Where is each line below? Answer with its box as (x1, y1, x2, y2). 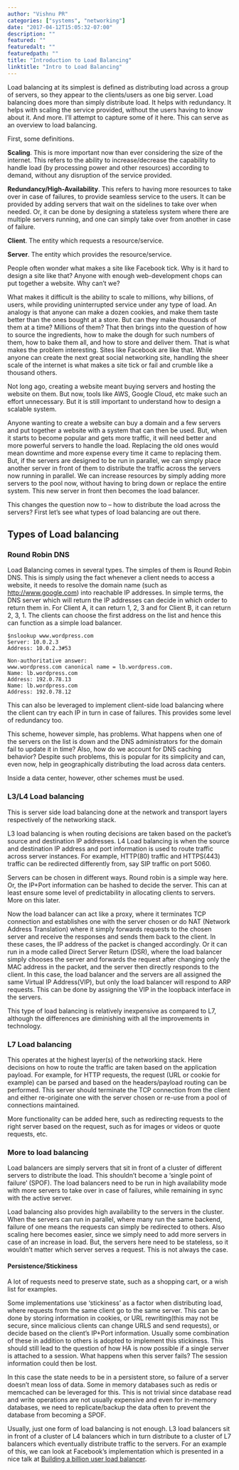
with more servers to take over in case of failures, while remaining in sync (7, 1186, 223, 1195)
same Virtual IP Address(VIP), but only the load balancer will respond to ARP (7, 977, 231, 986)
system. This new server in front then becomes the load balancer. (7, 486, 201, 495)
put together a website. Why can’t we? (7, 279, 120, 287)
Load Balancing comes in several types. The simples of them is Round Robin (7, 566, 231, 575)
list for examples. (7, 1285, 58, 1294)
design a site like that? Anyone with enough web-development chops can (7, 271, 223, 279)
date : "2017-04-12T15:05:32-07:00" (7, 23, 113, 31)
